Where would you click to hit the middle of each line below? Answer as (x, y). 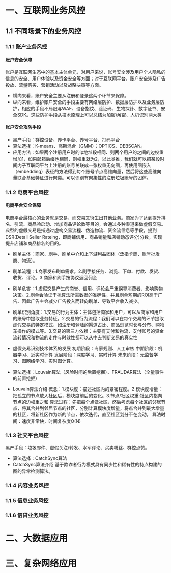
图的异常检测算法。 (33, 471)
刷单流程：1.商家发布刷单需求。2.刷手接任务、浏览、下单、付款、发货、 (88, 271)
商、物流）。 (25, 261)
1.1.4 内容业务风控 (27, 486)
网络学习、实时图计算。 (51, 361)
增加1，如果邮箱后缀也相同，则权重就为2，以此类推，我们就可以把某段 (86, 159)
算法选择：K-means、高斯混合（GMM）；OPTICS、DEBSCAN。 (79, 146)
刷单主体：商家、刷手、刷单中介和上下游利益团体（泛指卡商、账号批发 (86, 254)
